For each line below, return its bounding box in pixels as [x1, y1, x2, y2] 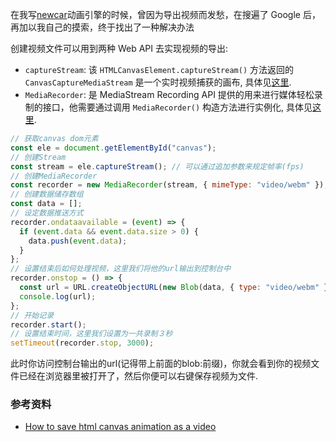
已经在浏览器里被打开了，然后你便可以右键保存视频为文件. [18, 370, 259, 382]
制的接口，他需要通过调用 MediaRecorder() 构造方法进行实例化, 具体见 [24, 101, 313, 113]
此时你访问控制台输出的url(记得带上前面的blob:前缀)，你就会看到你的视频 [10, 358, 312, 370]
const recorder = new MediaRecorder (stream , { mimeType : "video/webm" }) [10, 180, 325, 190]
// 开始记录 [10, 310, 55, 320]
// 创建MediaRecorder [10, 171, 98, 181]
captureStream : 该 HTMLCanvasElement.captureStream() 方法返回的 [24, 64, 294, 75]
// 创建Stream [10, 152, 67, 162]
